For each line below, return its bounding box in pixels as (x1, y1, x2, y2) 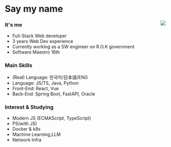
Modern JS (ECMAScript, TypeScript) (12, 115, 91, 121)
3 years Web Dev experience (12, 38, 74, 44)
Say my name (5, 3, 63, 15)
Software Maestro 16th (12, 49, 60, 55)
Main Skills (5, 62, 33, 69)
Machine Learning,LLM (12, 131, 61, 138)
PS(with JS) (12, 120, 37, 127)
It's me (5, 21, 22, 29)
